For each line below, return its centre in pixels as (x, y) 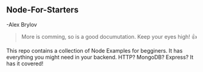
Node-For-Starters (43, 10)
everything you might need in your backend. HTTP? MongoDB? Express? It (100, 57)
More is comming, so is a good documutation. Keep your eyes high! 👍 (109, 36)
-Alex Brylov (22, 24)
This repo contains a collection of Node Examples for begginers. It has (95, 50)
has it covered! (25, 64)
